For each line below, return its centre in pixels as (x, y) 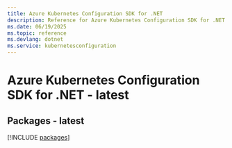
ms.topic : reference (37, 33)
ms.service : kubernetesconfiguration (62, 46)
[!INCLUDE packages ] (39, 137)
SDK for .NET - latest (68, 95)
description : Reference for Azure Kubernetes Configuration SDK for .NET (116, 20)
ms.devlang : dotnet (35, 40)
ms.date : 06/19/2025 (37, 26)
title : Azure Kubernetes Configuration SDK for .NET (85, 14)
